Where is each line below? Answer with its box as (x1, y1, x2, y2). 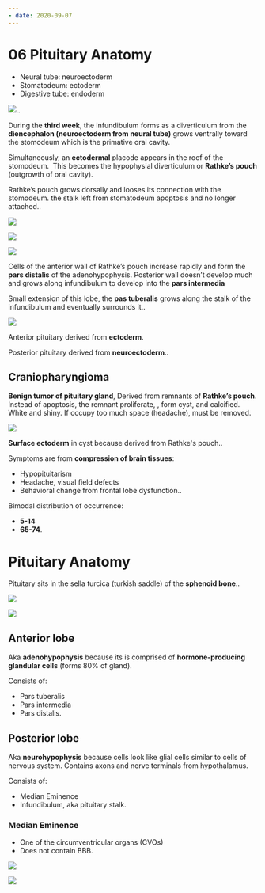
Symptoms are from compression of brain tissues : (8, 454, 175, 463)
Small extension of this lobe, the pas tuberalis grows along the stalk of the (8, 294, 252, 303)
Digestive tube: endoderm (19, 89, 105, 98)
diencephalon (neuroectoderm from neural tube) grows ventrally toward (8, 128, 248, 139)
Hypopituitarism (19, 469, 73, 479)
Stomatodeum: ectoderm (19, 80, 101, 89)
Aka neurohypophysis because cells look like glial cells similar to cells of (8, 752, 247, 762)
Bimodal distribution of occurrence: (8, 501, 124, 511)
